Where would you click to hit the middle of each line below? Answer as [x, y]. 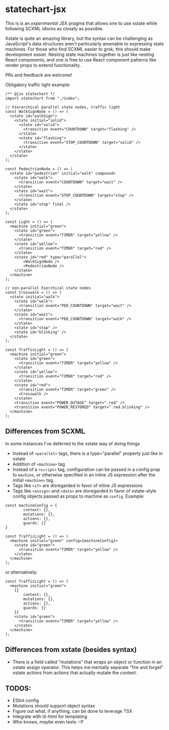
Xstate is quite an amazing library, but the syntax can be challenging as [79, 38]
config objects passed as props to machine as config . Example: [78, 496]
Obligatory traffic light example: [38, 85]
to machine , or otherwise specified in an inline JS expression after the [84, 474]
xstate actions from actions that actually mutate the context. [75, 673]
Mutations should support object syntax [54, 706]
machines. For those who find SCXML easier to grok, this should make [78, 49]
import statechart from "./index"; [43, 98]
